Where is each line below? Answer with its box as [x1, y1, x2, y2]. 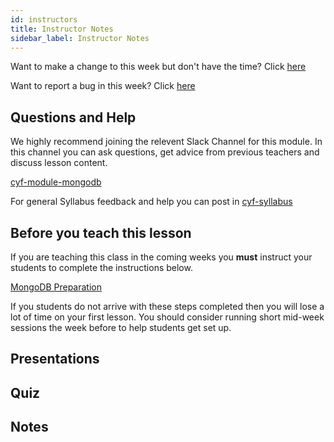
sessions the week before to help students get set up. [10, 322, 232, 333]
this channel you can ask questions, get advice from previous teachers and [10, 146, 320, 158]
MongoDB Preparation [10, 281, 102, 293]
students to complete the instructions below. [10, 262, 193, 273]
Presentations [10, 351, 100, 368]
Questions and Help [10, 109, 137, 126]
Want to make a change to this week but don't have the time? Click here [10, 61, 307, 73]
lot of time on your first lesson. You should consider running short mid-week [10, 311, 325, 323]
